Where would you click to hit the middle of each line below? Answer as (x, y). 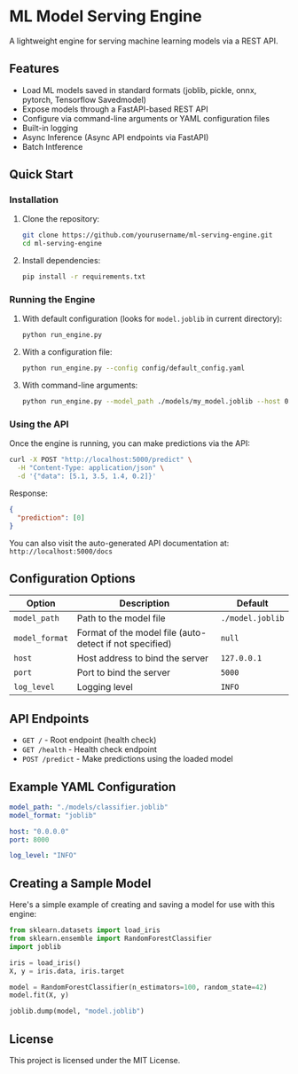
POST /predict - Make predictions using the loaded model (127, 759)
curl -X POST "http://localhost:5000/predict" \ (101, 460)
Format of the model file (127, 633)
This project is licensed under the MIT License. (95, 1060)
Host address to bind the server (143, 658)
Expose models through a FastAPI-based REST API (115, 109)
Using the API (39, 424)
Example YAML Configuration (93, 787)
